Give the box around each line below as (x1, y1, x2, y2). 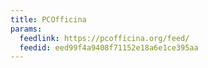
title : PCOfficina (10, 14, 87, 25)
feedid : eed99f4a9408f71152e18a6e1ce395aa (19, 42, 199, 53)
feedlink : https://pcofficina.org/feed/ (19, 33, 190, 43)
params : (10, 24, 43, 34)
